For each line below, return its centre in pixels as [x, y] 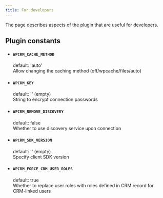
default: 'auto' [27, 65]
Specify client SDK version [41, 157]
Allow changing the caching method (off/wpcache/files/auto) [77, 71]
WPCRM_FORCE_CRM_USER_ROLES [43, 169]
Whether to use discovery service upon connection [67, 128]
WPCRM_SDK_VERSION [32, 140]
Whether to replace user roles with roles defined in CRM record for [83, 186]
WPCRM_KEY [23, 83]
